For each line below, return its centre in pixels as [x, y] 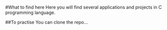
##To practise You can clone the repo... [46, 22]
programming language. [30, 12]
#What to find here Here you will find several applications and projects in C [83, 7]
